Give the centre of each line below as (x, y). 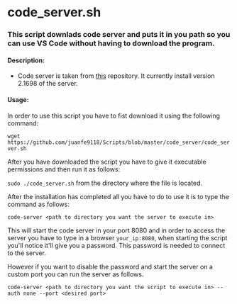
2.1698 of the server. (48, 84)
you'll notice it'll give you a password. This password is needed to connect (116, 245)
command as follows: (38, 204)
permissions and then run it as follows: (64, 169)
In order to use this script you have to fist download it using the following (114, 116)
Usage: (18, 99)
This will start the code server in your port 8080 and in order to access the (116, 230)
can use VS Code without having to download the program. (111, 43)
